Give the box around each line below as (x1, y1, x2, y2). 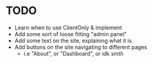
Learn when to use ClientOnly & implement (14, 24, 123, 31)
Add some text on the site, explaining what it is (14, 37, 132, 44)
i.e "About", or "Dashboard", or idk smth (23, 50, 124, 57)
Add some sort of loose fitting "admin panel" (14, 30, 127, 37)
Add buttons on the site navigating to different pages (14, 43, 148, 51)
